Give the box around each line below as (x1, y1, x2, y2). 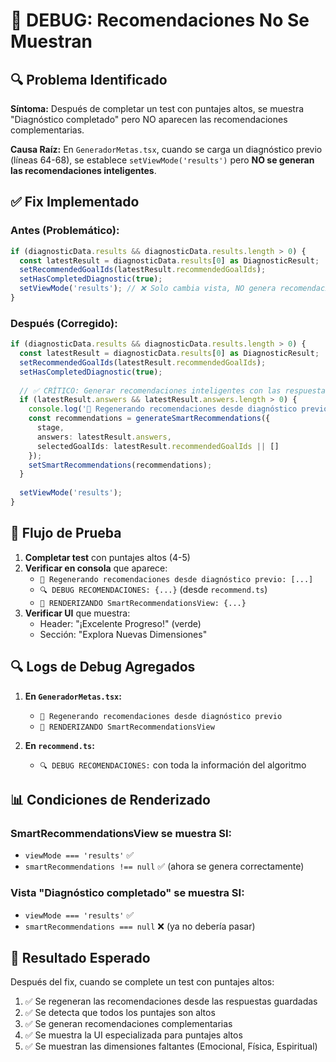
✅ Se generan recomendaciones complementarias (24, 1018, 233, 1030)
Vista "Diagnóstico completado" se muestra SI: (10, 886, 245, 900)
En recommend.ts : (24, 739, 95, 751)
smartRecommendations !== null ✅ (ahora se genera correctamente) (24, 860, 305, 873)
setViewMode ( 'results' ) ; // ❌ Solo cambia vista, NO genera (19, 284, 277, 294)
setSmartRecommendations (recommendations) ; (28, 460, 213, 470)
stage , (36, 423, 65, 433)
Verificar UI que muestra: (24, 607, 131, 619)
